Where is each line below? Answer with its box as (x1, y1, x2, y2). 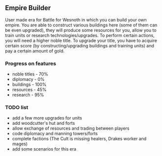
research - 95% (12, 92, 44, 98)
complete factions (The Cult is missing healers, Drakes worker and (12, 136, 147, 142)
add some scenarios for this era (12, 146, 77, 152)
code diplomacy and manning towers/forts (12, 131, 98, 136)
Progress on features (5, 60, 56, 67)
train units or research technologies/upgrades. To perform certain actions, (5, 32, 155, 38)
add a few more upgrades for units (12, 115, 82, 121)
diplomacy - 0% (12, 77, 45, 82)
